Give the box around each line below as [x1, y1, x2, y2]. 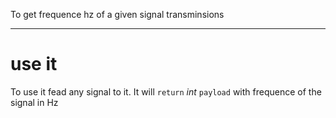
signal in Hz [10, 96, 59, 108]
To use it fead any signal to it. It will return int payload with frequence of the [10, 85, 322, 98]
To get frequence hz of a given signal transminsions [10, 9, 225, 20]
